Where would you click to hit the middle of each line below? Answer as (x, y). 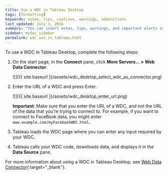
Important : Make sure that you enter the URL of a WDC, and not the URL (87, 106)
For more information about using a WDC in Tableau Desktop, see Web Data (83, 161)
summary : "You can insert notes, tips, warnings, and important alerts (81, 29)
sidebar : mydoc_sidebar (30, 33)
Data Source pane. (32, 152)
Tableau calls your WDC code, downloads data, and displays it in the (83, 146)
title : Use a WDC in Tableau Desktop (44, 10)
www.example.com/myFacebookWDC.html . (51, 122)
